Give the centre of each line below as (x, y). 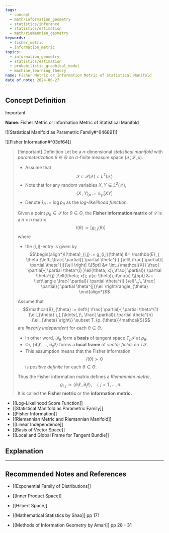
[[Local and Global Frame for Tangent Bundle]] (61, 435)
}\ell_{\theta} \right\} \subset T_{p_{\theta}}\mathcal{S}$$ (91, 320)
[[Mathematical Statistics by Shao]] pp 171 (56, 515)
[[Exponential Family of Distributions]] (52, 486)
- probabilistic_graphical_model (45, 66)
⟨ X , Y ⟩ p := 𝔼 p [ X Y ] (95, 194)
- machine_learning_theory (38, 71)
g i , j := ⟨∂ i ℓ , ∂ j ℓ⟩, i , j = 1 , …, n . (91, 385)
